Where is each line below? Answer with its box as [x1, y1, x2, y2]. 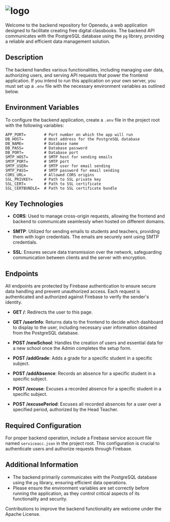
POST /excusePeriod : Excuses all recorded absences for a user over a [12, 401, 161, 407]
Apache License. [5, 511, 41, 517]
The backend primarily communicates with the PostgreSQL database [12, 474, 157, 480]
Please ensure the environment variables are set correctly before [12, 485, 149, 491]
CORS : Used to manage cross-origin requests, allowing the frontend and [12, 213, 165, 219]
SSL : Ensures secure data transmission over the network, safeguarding [12, 249, 162, 255]
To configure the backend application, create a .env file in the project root [5, 116, 160, 123]
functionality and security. [12, 495, 68, 502]
